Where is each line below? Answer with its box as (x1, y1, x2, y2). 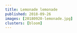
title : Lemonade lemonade (5, 7, 58, 12)
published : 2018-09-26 (5, 12, 51, 16)
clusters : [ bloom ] (5, 20, 42, 26)
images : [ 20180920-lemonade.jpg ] (5, 16, 73, 21)
